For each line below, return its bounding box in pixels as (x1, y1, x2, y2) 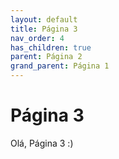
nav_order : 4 (10, 33, 65, 43)
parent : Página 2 (10, 52, 83, 62)
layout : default (10, 14, 78, 25)
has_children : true (10, 42, 92, 53)
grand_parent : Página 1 (10, 61, 110, 71)
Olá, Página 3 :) (10, 137, 74, 149)
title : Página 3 (10, 24, 78, 34)
